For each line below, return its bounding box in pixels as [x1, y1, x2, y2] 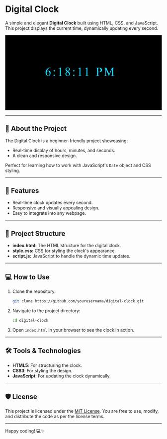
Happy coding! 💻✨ [5, 428, 45, 434]
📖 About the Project [5, 124, 67, 133]
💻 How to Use [5, 272, 50, 281]
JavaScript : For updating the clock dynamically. [12, 373, 111, 379]
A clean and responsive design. [12, 153, 77, 159]
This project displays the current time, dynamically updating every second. [5, 25, 159, 31]
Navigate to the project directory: [12, 307, 81, 314]
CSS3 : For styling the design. [12, 367, 73, 373]
